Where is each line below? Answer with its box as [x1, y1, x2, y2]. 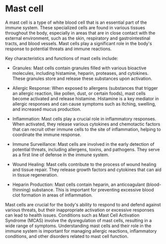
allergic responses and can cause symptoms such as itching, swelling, [12, 101, 156, 107]
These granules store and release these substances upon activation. [12, 75, 153, 81]
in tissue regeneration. [12, 172, 58, 178]
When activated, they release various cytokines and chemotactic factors [12, 121, 161, 127]
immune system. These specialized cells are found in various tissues [5, 24, 145, 30]
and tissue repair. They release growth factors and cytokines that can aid [12, 167, 162, 173]
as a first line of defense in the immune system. [12, 152, 110, 158]
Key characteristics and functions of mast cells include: [5, 55, 118, 61]
